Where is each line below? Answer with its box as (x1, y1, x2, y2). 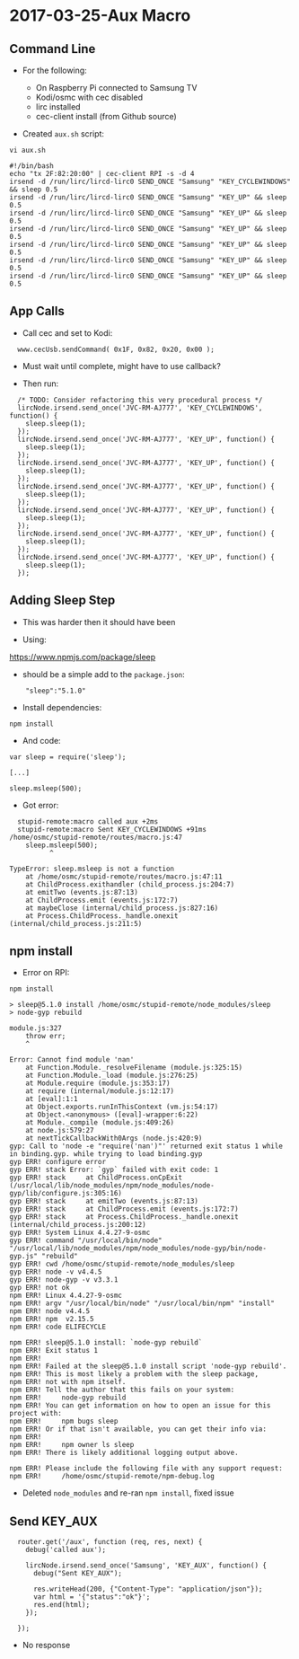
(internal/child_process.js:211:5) (9, 919, 143, 928)
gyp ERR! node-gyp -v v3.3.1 (9, 1275, 119, 1284)
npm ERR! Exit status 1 (9, 1346, 99, 1355)
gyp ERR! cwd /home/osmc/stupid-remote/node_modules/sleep (9, 1259, 235, 1269)
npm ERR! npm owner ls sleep (9, 1441, 135, 1450)
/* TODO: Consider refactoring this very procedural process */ (17, 395, 263, 404)
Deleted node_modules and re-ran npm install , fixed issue (22, 1487, 235, 1498)
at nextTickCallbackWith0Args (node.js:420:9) (25, 1134, 203, 1143)
